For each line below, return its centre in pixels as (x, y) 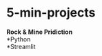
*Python (19, 39)
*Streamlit (21, 46)
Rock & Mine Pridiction (40, 32)
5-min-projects (51, 13)
